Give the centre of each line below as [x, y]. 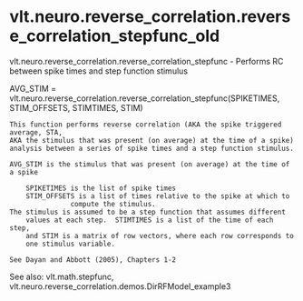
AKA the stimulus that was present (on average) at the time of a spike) [152, 140]
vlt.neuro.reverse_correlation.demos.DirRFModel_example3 [120, 286]
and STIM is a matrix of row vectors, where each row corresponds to [160, 236]
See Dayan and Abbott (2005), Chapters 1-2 [93, 260]
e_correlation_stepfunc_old [115, 36]
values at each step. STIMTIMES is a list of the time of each [150, 220]
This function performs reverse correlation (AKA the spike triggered [146, 125]
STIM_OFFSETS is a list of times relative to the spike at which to [158, 196]
